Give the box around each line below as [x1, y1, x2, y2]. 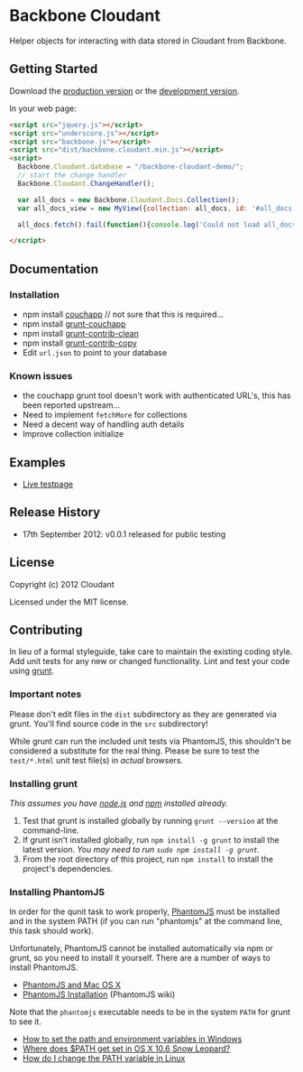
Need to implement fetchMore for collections [22, 410, 188, 420]
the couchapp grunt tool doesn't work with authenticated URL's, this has [22, 390, 291, 402]
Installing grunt [9, 777, 78, 790]
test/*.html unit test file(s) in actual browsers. [9, 754, 183, 765]
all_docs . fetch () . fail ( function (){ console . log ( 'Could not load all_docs [17, 220, 297, 229]
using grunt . [9, 665, 54, 677]
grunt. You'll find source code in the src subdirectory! [9, 718, 209, 729]
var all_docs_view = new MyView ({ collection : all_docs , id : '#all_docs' [17, 204, 297, 213]
